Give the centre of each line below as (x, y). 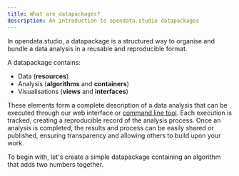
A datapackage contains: (44, 62)
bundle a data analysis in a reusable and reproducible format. (97, 48)
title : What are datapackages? (54, 14)
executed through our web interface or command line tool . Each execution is (119, 113)
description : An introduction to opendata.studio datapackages (103, 21)
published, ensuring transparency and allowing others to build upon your (114, 135)
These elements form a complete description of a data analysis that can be (117, 105)
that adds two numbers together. (56, 164)
